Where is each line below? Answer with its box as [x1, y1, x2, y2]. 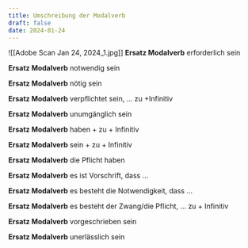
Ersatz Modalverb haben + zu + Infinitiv [8, 124, 139, 135]
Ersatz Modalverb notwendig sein [8, 63, 120, 73]
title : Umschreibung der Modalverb [8, 11, 126, 20]
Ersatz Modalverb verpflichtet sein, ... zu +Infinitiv [8, 94, 174, 104]
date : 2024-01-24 [8, 26, 66, 34]
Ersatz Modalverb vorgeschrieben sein [8, 217, 137, 227]
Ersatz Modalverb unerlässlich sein [8, 232, 125, 242]
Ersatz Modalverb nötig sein [8, 78, 102, 88]
